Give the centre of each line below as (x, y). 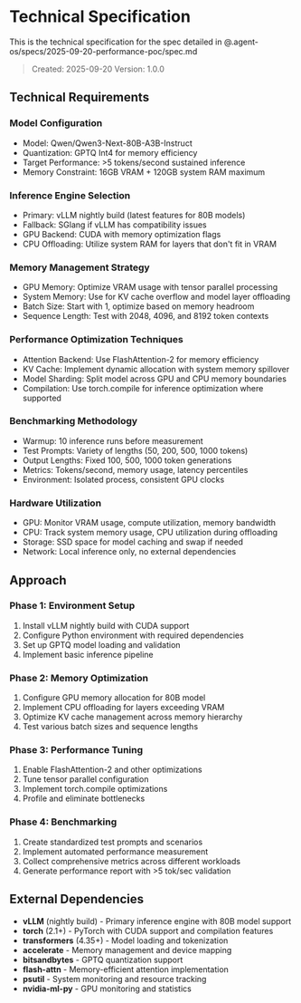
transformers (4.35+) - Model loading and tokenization (125, 940)
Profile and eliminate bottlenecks (84, 798)
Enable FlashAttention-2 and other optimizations (112, 770)
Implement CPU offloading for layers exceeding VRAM (123, 708)
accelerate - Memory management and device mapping (127, 950)
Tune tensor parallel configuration (85, 779)
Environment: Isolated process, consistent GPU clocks (123, 479)
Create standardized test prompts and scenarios (113, 842)
